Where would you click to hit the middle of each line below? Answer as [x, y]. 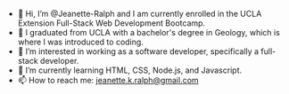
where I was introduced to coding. [81, 42]
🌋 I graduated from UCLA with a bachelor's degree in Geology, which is [149, 32]
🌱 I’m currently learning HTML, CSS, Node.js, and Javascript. [130, 70]
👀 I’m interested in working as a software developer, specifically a [138, 51]
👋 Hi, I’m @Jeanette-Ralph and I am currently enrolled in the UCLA [140, 14]
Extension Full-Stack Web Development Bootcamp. [111, 23]
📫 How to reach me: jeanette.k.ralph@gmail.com [108, 80]
